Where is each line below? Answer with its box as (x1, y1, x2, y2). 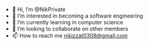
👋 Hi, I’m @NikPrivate (12, 6, 66, 13)
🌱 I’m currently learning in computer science (12, 19, 123, 26)
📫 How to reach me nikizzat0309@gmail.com (12, 32, 128, 39)
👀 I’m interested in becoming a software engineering (12, 12, 144, 19)
